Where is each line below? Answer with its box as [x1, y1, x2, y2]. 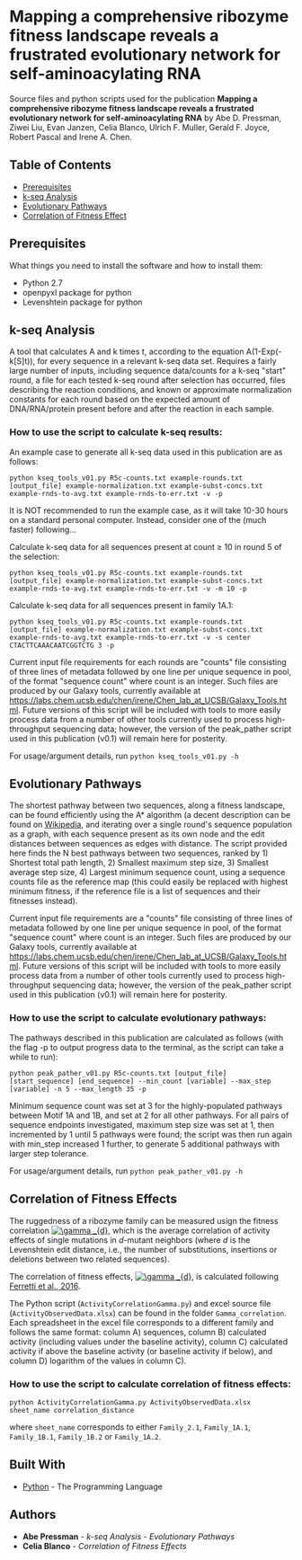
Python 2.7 [22, 277, 63, 288]
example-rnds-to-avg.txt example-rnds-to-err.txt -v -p [9, 489, 223, 498]
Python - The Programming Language [22, 1481, 164, 1492]
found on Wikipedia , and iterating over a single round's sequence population [9, 820, 292, 830]
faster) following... [9, 524, 77, 535]
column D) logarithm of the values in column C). [9, 1355, 187, 1366]
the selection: [9, 551, 60, 562]
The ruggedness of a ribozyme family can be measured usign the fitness [9, 1215, 279, 1226]
